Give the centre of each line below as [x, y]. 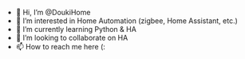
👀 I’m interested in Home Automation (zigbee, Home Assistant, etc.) [126, 21]
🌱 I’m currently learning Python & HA [76, 29]
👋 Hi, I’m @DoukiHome [53, 12]
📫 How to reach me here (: [61, 47]
